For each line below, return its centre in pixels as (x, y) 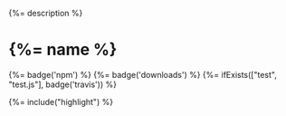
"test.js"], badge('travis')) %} (62, 84)
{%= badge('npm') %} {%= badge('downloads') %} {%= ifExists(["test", (143, 74)
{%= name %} (63, 50)
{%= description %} (46, 13)
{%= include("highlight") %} (61, 101)
